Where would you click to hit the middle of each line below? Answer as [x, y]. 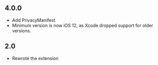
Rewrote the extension [35, 58]
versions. [21, 31]
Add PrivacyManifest [34, 20]
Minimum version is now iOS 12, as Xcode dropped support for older [83, 25]
